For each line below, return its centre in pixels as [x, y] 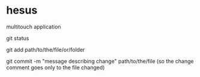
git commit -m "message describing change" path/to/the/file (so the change [100, 61]
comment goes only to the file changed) [55, 67]
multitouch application [34, 27]
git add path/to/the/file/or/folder [46, 49]
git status [18, 38]
